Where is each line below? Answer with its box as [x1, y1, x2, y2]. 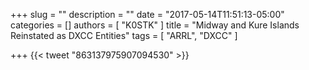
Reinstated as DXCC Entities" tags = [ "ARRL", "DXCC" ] [10, 30, 238, 41]
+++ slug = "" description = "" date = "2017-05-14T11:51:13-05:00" [10, 9, 285, 20]
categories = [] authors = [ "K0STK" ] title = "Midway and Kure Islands [10, 19, 300, 31]
